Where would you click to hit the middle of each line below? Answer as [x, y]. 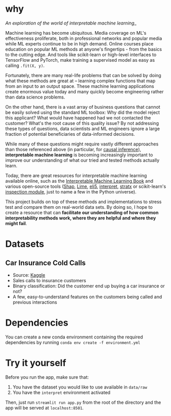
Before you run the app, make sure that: [47, 377]
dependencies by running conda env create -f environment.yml [73, 342]
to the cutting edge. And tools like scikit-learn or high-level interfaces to [81, 55]
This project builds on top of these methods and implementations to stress [83, 202]
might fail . [16, 223]
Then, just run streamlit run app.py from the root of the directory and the [83, 402]
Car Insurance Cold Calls [45, 263]
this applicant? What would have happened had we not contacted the [78, 117]
